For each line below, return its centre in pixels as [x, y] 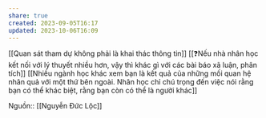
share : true [28, 16]
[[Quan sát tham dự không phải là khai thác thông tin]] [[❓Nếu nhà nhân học [133, 53]
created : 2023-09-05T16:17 [53, 23]
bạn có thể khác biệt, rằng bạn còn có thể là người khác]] [103, 90]
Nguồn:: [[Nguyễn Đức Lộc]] [55, 106]
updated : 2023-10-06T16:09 [53, 30]
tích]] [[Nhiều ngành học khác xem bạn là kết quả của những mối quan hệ [130, 73]
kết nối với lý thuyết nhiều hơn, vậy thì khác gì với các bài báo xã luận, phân [133, 65]
